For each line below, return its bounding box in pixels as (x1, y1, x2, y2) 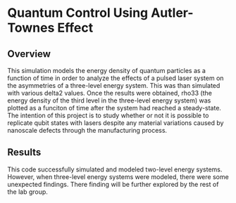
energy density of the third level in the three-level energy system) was (7, 96, 211, 105)
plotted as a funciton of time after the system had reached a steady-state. (7, 104, 222, 112)
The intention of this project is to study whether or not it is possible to (7, 111, 209, 119)
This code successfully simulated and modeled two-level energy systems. (7, 165, 223, 173)
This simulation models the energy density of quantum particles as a (7, 67, 206, 74)
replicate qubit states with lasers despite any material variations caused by (7, 119, 224, 127)
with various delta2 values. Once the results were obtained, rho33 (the (7, 89, 213, 97)
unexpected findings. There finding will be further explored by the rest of (7, 180, 219, 188)
